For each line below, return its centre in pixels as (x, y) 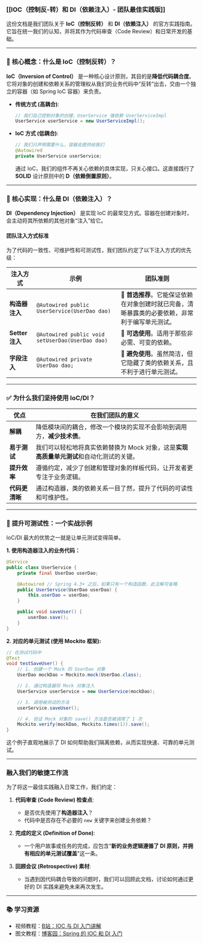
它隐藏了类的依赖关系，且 (157, 363)
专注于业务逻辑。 (60, 477)
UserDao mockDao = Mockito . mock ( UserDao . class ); (79, 675)
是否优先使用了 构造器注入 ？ (59, 813)
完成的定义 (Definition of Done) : (55, 833)
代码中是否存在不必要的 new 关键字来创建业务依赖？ (88, 820)
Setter (18, 333)
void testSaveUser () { (35, 664)
